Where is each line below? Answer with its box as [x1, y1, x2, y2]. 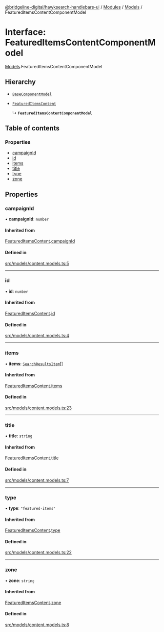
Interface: [5, 26, 46, 38]
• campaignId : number [5, 216, 49, 222]
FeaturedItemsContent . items [5, 383, 62, 389]
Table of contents [5, 124, 60, 132]
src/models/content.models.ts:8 [5, 622, 69, 628]
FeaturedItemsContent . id [5, 311, 55, 316]
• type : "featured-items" [5, 505, 56, 511]
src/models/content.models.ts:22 [5, 550, 72, 555]
